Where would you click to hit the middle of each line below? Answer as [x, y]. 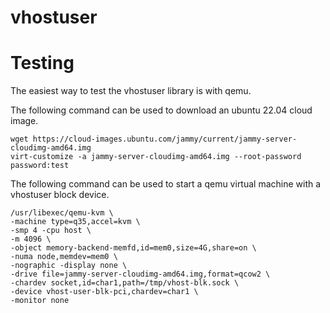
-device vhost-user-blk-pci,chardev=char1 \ [104, 292]
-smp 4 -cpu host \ [51, 231]
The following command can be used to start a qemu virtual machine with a [166, 184]
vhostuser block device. [60, 195]
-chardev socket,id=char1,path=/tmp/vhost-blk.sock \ [125, 283]
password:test [40, 166]
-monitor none [40, 301]
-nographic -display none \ [69, 266]
